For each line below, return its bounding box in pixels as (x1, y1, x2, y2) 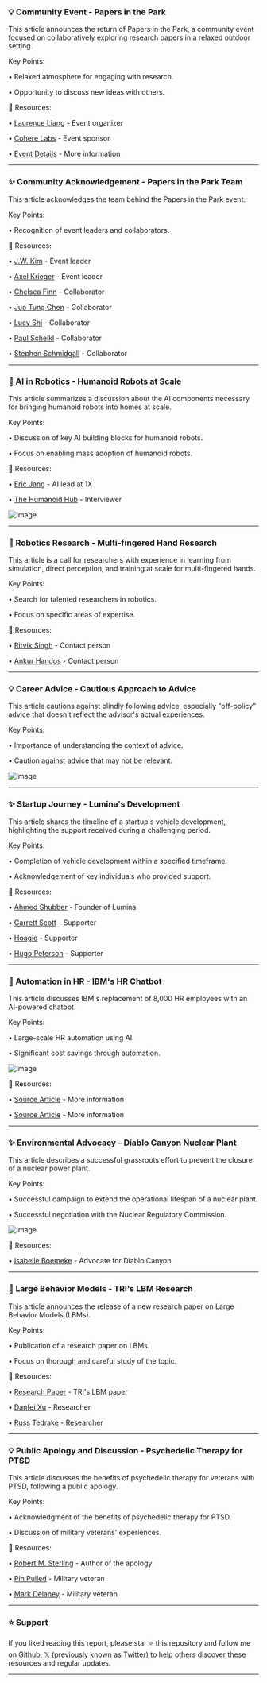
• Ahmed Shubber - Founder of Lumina (8, 902, 137, 911)
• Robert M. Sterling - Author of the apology (8, 1558, 153, 1568)
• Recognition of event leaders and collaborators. (8, 225, 170, 234)
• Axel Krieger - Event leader (8, 271, 103, 280)
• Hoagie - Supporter (8, 933, 78, 942)
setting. (8, 41, 33, 51)
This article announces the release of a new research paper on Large (8, 1302, 234, 1311)
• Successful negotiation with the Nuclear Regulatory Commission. (8, 1210, 227, 1220)
